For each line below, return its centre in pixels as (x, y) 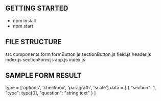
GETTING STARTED (37, 8)
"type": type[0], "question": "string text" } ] (51, 93)
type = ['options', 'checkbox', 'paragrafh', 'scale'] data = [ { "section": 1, (81, 88)
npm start (23, 26)
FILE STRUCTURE (34, 42)
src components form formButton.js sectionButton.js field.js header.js (78, 54)
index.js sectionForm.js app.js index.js (45, 59)
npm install (24, 20)
